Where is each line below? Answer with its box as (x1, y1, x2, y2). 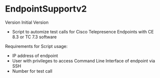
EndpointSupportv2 (5, 3, 87, 15)
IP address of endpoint (12, 52, 59, 59)
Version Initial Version (5, 19, 49, 25)
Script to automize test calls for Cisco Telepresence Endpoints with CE (12, 29, 154, 34)
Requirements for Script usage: (5, 43, 68, 49)
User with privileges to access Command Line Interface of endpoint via (12, 58, 155, 63)
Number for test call (12, 68, 53, 74)
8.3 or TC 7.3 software (12, 34, 57, 40)
